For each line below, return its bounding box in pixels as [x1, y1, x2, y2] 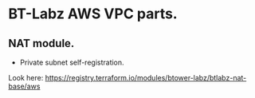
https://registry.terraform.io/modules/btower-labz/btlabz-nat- [45, 73, 247, 82]
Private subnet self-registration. [19, 57, 125, 67]
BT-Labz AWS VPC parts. [8, 5, 178, 23]
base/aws [8, 81, 41, 91]
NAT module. [8, 37, 75, 50]
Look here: [8, 73, 44, 82]
